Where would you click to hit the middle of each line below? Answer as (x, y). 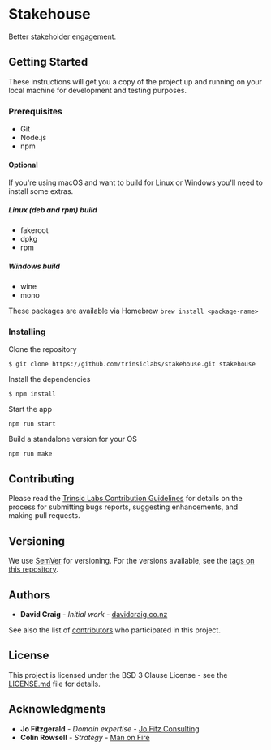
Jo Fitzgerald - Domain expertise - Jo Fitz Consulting (110, 729)
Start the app (30, 409)
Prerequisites (35, 111)
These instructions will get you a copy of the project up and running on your (135, 81)
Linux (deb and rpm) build (53, 210)
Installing (27, 332)
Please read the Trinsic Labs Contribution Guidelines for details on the (125, 499)
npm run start (32, 424)
